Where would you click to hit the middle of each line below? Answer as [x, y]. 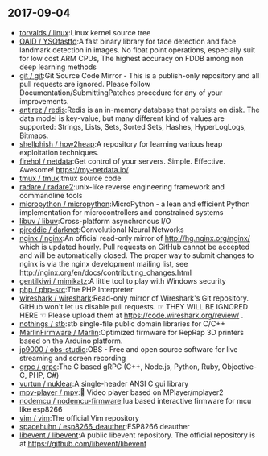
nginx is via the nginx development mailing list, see [103, 263]
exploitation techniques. [59, 152]
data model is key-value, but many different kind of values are [122, 118]
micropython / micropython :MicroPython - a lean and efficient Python [134, 204]
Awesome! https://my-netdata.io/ [74, 169]
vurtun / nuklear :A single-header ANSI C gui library [104, 383]
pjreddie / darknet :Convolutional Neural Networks [101, 230]
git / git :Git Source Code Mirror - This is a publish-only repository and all [139, 75]
